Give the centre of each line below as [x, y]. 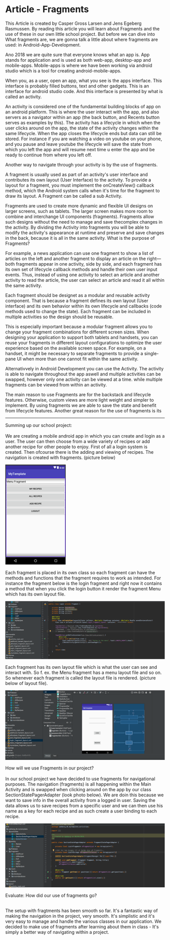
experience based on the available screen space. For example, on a [76, 348]
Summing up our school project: [39, 425]
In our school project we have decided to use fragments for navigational [80, 779]
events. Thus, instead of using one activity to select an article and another [82, 275]
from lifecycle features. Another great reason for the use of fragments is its [83, 410]
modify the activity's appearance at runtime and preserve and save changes [85, 232]
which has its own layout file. [35, 594]
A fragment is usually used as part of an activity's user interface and [77, 174]
